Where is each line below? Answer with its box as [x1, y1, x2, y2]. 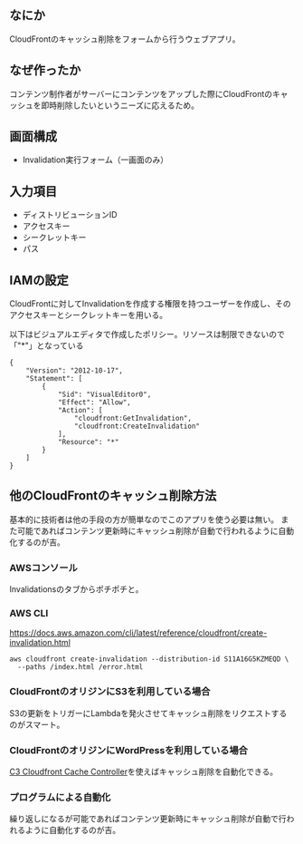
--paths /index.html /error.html [17, 663, 144, 672]
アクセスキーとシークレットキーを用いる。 [9, 310, 168, 321]
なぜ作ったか [9, 63, 81, 78]
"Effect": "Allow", [57, 398, 131, 407]
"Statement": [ [25, 374, 83, 383]
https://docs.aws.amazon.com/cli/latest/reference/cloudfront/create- [9, 627, 268, 638]
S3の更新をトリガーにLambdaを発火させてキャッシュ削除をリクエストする [9, 707, 288, 718]
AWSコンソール [9, 561, 79, 574]
